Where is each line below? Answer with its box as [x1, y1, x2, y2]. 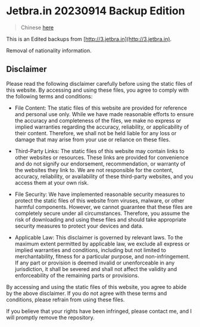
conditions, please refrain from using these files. [6, 296, 125, 303]
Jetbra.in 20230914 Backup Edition [6, 4, 186, 18]
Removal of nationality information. [6, 46, 92, 54]
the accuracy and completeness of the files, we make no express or [14, 117, 182, 124]
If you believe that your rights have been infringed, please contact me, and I [6, 307, 192, 314]
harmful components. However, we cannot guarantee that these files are [14, 203, 193, 210]
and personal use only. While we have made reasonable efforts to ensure [14, 110, 194, 117]
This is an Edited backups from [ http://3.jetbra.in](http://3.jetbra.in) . [6, 35, 172, 42]
